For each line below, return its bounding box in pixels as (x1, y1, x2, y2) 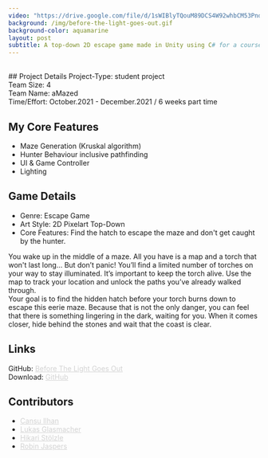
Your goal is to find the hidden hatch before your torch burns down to (8, 294, 237, 303)
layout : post (8, 33, 52, 42)
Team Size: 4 (8, 80, 52, 90)
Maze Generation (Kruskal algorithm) (19, 141, 142, 151)
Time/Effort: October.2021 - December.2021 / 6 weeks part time (8, 97, 218, 107)
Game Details (8, 190, 77, 203)
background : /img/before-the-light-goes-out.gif (8, 19, 173, 27)
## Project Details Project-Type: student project (8, 72, 165, 81)
